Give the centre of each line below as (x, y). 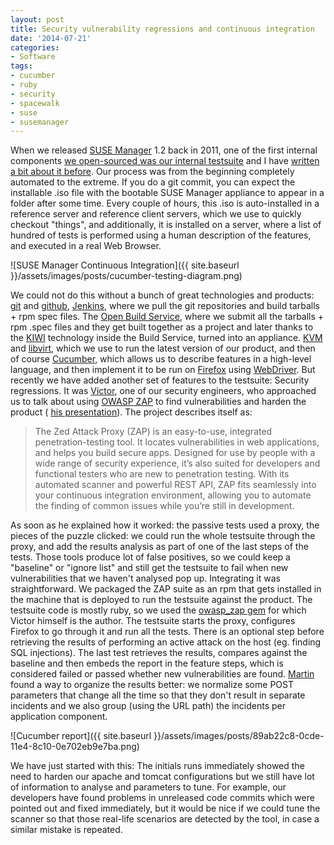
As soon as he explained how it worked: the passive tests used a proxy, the (165, 525)
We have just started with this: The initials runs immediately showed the (157, 766)
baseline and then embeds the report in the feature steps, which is (147, 663)
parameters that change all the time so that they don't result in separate (158, 695)
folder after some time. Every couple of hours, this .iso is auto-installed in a (165, 203)
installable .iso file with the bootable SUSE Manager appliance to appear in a (167, 193)
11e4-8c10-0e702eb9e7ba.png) (75, 747)
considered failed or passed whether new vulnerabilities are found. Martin (162, 674)
